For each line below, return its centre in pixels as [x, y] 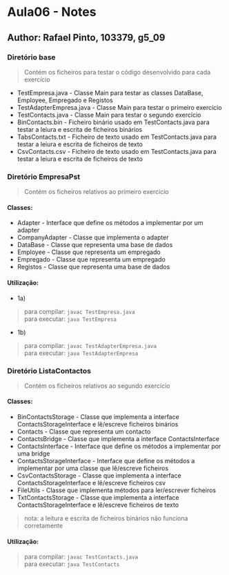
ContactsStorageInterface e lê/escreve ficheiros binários [98, 425]
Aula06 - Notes [52, 12]
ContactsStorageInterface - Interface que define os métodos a [106, 461]
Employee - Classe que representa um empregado [89, 252]
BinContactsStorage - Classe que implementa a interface [98, 417]
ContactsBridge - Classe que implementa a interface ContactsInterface [118, 439]
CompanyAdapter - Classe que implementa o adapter [93, 237]
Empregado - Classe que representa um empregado [91, 260]
